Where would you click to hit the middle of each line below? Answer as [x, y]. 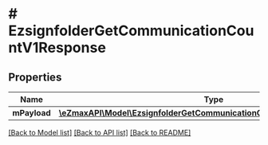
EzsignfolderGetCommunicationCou [131, 31]
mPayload [32, 113]
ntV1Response [57, 48]
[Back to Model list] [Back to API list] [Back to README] [100, 133]
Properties [35, 77]
